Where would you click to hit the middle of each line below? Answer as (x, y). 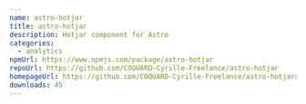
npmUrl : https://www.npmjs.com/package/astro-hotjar (112, 60)
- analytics (41, 52)
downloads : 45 (36, 85)
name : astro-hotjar (46, 18)
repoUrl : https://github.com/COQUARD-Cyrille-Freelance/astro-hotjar (144, 69)
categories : (32, 43)
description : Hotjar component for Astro (89, 34)
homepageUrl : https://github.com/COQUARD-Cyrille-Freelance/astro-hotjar (153, 77)
